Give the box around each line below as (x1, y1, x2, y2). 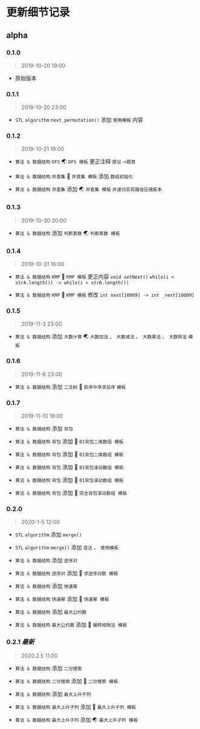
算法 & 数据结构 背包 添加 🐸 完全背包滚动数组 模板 (15, 489, 127, 496)
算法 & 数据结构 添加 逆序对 (15, 557, 78, 564)
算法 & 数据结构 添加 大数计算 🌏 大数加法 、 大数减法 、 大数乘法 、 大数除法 (15, 333, 187, 340)
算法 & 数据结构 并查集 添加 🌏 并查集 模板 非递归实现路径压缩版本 (15, 185, 162, 193)
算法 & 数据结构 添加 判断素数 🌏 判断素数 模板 (15, 229, 120, 236)
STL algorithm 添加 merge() (15, 531, 82, 538)
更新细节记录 (6, 5, 71, 19)
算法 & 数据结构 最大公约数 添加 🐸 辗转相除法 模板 (15, 621, 127, 628)
